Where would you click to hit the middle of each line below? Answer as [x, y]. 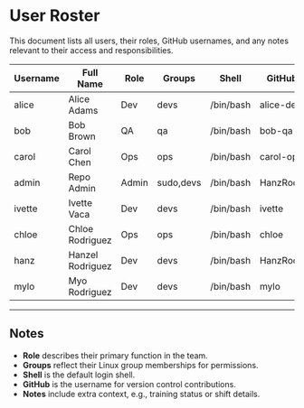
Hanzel [83, 255]
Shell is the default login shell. [79, 375]
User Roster [55, 16]
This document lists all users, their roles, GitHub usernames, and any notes [149, 41]
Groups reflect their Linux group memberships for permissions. [141, 365]
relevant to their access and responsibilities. [91, 50]
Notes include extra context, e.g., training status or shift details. [141, 394]
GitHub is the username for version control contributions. [129, 384]
